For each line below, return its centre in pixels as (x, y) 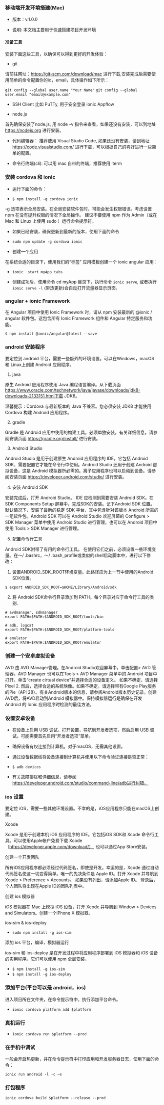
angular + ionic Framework (38, 301)
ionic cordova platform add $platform (51, 1009)
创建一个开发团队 (22, 857)
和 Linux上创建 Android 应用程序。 (40, 365)
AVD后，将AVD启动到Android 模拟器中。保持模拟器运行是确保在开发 (74, 698)
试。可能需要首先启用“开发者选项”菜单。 (53, 736)
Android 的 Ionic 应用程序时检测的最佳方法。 (50, 704)
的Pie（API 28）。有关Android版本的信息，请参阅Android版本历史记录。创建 (81, 692)
